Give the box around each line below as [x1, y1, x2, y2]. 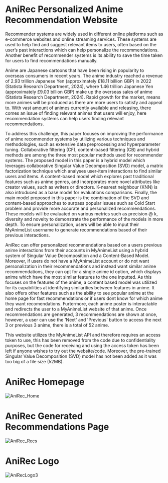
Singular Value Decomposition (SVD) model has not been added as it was [5, 353, 157, 359]
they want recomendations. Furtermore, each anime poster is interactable [5, 300, 157, 306]
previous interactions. [5, 232, 50, 238]
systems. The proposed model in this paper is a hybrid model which [5, 157, 145, 163]
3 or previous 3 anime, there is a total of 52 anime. [5, 322, 109, 328]
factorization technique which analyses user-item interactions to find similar [5, 168, 162, 174]
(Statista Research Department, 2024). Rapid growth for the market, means [5, 94, 160, 100]
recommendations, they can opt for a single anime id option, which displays [5, 268, 161, 275]
